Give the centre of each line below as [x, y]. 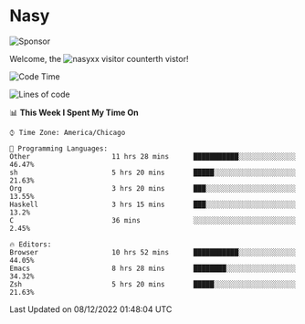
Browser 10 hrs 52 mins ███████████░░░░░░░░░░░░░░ [153, 252]
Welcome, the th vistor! [99, 58]
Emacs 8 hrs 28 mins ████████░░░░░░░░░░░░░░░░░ [153, 268]
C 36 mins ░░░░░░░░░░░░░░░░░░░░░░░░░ [153, 220]
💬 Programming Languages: [58, 148]
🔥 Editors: [31, 244]
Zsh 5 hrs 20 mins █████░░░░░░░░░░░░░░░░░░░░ [153, 284]
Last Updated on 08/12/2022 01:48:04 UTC [91, 309]
